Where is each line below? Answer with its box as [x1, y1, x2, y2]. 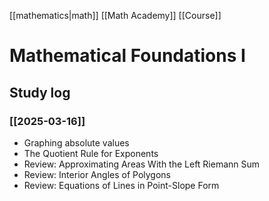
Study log [9, 84, 71, 101]
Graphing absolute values [23, 136, 130, 149]
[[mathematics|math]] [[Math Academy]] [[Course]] [9, 10, 222, 21]
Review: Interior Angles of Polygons [23, 168, 171, 180]
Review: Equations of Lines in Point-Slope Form [23, 179, 220, 191]
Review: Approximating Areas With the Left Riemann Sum [23, 158, 261, 170]
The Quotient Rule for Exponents [23, 147, 159, 159]
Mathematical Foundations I [9, 45, 246, 67]
